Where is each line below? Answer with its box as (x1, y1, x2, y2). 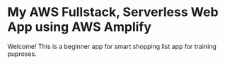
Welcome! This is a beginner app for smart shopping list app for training (7, 42, 217, 50)
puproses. (7, 50, 37, 58)
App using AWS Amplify (7, 19, 152, 35)
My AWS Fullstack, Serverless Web (7, 4, 219, 20)
